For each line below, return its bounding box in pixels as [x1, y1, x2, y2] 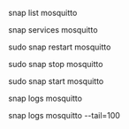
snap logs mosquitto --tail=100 [8, 110, 121, 120]
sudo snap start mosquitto [8, 76, 104, 87]
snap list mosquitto [8, 8, 78, 18]
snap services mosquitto [8, 25, 98, 34]
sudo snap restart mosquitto [8, 42, 111, 52]
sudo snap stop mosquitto [8, 59, 103, 69]
